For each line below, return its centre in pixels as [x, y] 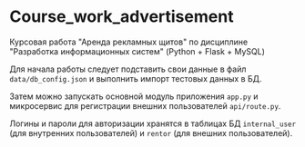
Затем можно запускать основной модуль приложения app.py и [134, 96]
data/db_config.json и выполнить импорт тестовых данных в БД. [136, 78]
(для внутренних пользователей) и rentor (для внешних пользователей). [151, 132]
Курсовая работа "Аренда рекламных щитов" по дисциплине [129, 42]
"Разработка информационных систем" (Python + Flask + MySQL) [137, 51]
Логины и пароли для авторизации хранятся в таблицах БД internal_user [153, 123]
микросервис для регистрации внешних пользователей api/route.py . [145, 105]
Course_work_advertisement [122, 17]
